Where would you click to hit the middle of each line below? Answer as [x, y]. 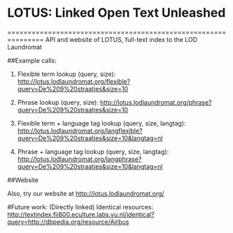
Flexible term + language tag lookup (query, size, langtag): [101, 123]
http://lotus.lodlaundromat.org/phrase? [156, 102]
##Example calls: [32, 60]
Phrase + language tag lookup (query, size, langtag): [93, 151]
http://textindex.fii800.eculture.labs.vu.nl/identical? [81, 214]
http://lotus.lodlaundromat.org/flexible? [74, 81]
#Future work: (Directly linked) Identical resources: [80, 206]
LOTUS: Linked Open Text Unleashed [116, 13]
